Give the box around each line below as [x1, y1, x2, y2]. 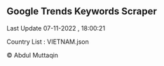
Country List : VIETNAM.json [6, 38, 89, 46]
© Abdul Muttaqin [6, 51, 59, 59]
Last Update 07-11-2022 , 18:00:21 [6, 24, 106, 32]
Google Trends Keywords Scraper [6, 6, 157, 17]
